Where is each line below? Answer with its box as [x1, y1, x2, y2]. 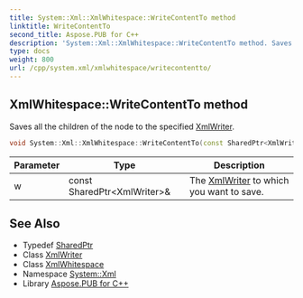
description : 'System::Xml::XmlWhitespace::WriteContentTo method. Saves [9, 38, 293, 48]
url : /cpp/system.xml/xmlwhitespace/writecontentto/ [9, 64, 212, 73]
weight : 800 [9, 55, 54, 64]
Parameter [14, 159, 60, 172]
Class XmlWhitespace [22, 259, 105, 270]
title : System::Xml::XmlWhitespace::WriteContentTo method [9, 13, 236, 23]
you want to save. [188, 185, 264, 198]
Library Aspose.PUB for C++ [22, 278, 129, 289]
